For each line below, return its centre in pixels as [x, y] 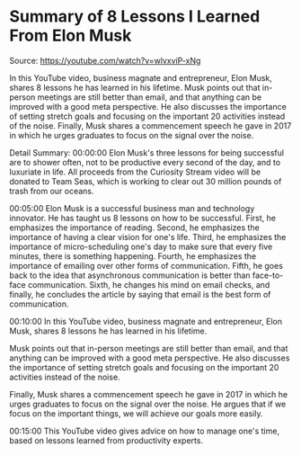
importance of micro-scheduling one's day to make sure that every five [141, 246]
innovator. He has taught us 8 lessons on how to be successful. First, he [143, 218]
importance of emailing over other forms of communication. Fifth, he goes [146, 265]
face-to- [268, 275]
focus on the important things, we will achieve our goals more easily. [136, 413]
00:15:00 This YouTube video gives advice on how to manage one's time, [145, 431]
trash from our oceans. [52, 191]
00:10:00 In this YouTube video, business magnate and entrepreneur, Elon [146, 321]
